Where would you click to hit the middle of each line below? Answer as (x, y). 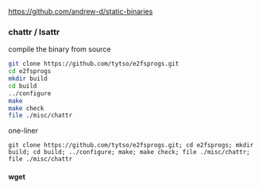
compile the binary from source (60, 49)
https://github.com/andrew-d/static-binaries (81, 12)
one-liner (23, 131)
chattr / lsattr (34, 32)
